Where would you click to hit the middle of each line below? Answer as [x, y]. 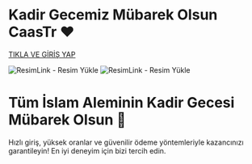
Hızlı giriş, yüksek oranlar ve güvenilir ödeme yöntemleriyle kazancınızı [126, 142]
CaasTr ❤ [42, 32]
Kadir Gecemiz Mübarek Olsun [113, 15]
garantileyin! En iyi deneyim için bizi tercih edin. [87, 150]
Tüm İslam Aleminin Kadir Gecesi [122, 103]
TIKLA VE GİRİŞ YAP [42, 54]
